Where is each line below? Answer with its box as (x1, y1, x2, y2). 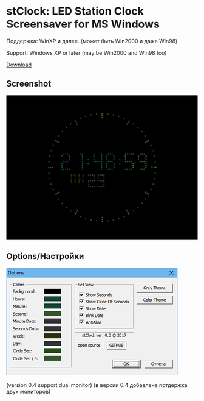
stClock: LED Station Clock (6, 4, 144, 18)
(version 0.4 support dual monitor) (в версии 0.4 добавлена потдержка (6, 381, 188, 388)
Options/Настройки (6, 251, 84, 261)
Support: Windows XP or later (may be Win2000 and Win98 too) (6, 49, 167, 56)
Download (6, 61, 32, 68)
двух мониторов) (6, 388, 51, 395)
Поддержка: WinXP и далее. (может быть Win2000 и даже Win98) (6, 37, 178, 44)
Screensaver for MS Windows (6, 17, 160, 31)
